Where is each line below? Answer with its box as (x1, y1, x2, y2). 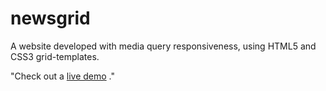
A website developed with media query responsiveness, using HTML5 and (10, 40, 317, 52)
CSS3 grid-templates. (10, 50, 100, 62)
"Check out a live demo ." (10, 70, 116, 82)
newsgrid (10, 7, 91, 30)
